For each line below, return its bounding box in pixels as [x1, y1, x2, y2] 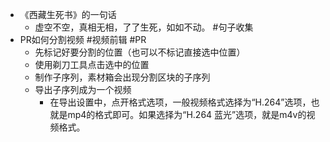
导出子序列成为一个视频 [34, 84, 132, 95]
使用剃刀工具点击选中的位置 [34, 59, 150, 70]
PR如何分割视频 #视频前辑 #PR [19, 34, 147, 45]
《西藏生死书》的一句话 [19, 9, 117, 20]
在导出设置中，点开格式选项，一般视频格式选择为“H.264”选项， [49, 96, 312, 108]
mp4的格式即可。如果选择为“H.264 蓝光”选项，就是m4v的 [67, 109, 307, 120]
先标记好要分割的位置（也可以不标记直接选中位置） [34, 46, 246, 58]
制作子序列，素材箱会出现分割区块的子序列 [34, 71, 211, 83]
